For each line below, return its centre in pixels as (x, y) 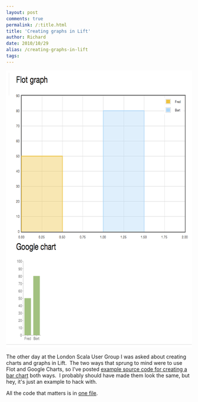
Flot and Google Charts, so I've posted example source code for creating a (97, 369)
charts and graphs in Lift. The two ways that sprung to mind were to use (94, 363)
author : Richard (26, 37)
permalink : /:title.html (37, 25)
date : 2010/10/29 (27, 44)
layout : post (22, 12)
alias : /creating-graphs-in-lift (47, 50)
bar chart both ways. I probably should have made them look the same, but (98, 375)
